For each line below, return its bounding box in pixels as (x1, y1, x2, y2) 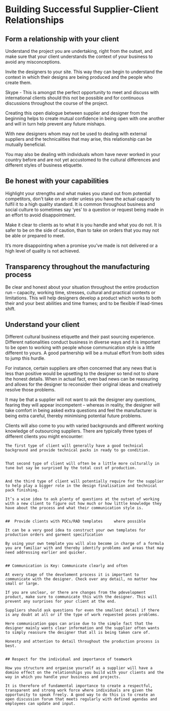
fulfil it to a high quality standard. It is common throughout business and (5, 201, 155, 207)
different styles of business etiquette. (5, 162, 83, 168)
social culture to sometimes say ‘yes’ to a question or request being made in (5, 206, 164, 212)
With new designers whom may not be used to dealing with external (5, 131, 147, 137)
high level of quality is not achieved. (5, 248, 80, 254)
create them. (5, 80, 32, 85)
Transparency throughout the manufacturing (5, 263, 150, 271)
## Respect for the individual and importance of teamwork (5, 657, 133, 662)
